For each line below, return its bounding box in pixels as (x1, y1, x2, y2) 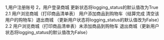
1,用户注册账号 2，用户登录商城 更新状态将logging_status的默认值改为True (5, 4, 158, 10)
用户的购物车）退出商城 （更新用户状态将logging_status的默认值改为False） (5, 17, 162, 22)
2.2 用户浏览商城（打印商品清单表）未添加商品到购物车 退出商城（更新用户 (5, 23, 159, 29)
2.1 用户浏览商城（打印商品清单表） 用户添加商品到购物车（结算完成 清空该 (5, 10, 159, 16)
